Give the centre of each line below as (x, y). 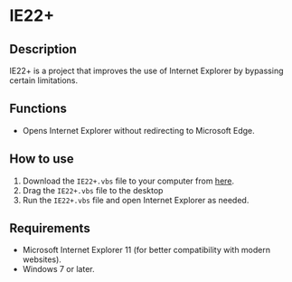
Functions (38, 109)
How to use (42, 159)
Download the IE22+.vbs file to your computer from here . (128, 181)
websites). (42, 259)
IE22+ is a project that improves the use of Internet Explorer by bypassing (146, 70)
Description (43, 49)
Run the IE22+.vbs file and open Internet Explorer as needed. (136, 200)
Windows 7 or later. (58, 269)
